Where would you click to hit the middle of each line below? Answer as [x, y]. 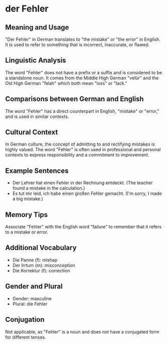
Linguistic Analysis [36, 61]
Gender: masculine [32, 298]
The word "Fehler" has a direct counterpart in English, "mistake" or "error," [82, 111]
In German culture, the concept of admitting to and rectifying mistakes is [80, 144]
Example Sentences [37, 170]
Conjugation [25, 320]
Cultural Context [32, 132]
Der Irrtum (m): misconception [44, 265]
